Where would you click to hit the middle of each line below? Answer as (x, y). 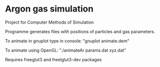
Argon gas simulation (49, 9)
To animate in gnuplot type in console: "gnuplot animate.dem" (67, 41)
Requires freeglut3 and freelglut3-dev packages (53, 59)
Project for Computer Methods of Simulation (50, 22)
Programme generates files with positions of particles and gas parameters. (80, 31)
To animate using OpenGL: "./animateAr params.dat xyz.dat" (66, 50)
